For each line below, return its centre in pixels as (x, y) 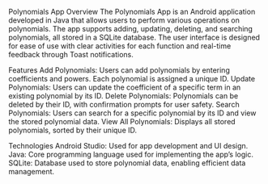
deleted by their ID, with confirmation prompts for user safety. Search (124, 105)
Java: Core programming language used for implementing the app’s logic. (131, 154)
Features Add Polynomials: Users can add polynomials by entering (119, 70)
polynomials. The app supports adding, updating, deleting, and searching (131, 29)
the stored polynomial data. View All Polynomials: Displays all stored (122, 121)
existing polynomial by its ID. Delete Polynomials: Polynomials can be (123, 96)
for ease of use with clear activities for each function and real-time (120, 46)
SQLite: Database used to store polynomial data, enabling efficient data (127, 163)
